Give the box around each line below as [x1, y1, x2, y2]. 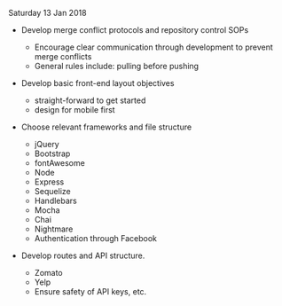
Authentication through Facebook [34, 233, 157, 243]
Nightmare [34, 224, 74, 234]
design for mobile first [34, 105, 116, 114]
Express [34, 177, 65, 187]
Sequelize [34, 186, 72, 196]
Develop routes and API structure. [20, 250, 145, 261]
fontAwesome [34, 158, 85, 168]
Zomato [34, 268, 63, 278]
